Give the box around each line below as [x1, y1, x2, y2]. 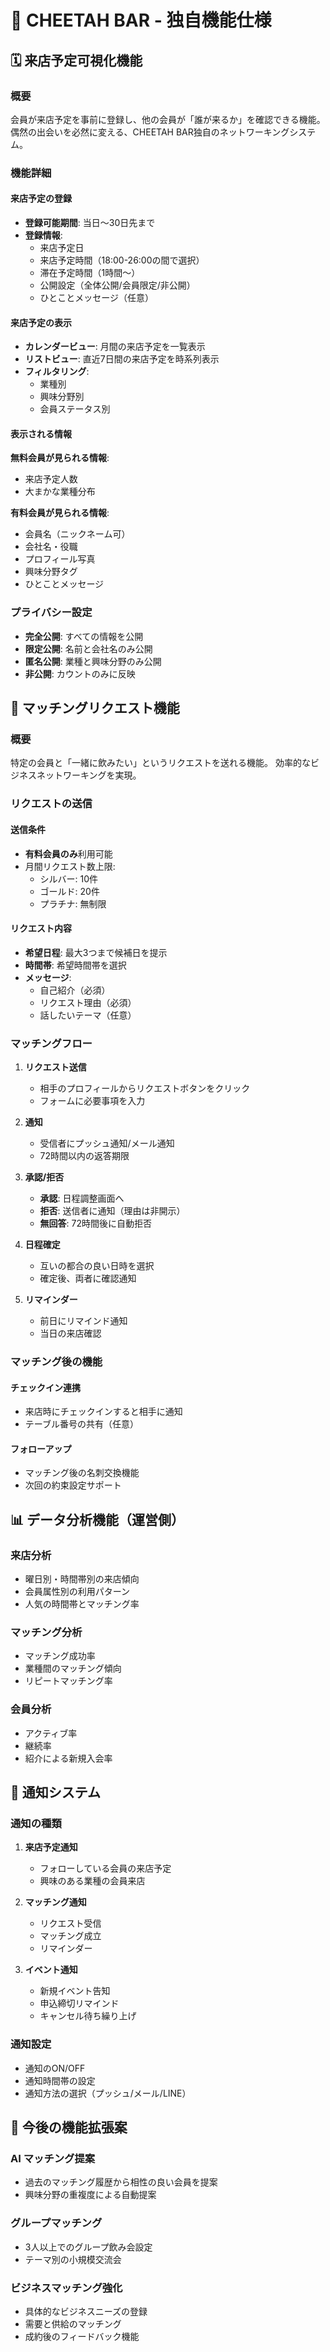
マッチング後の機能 [10, 1354, 103, 1368]
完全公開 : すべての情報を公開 [24, 630, 144, 642]
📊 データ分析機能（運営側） [10, 1511, 185, 1528]
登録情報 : [24, 229, 63, 241]
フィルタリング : [24, 366, 90, 378]
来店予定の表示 [10, 316, 72, 328]
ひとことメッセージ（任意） [39, 292, 154, 303]
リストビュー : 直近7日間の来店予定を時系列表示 [24, 353, 220, 365]
